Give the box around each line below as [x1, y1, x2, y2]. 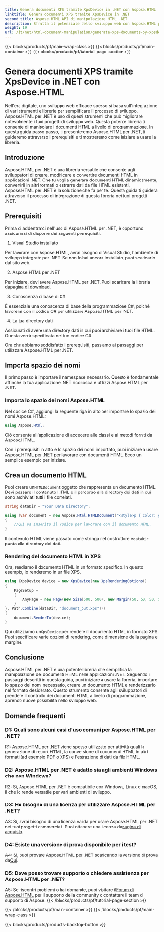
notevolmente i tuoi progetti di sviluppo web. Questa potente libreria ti [5, 118, 145, 124]
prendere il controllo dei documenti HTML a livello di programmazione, [5, 692, 147, 698]
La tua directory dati [12, 317, 53, 324]
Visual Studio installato [12, 240, 58, 246]
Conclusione [5, 653, 45, 662]
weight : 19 [5, 26, 27, 30]
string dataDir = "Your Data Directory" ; [5, 504, 91, 509]
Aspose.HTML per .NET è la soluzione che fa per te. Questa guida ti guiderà [5, 187, 158, 193]
